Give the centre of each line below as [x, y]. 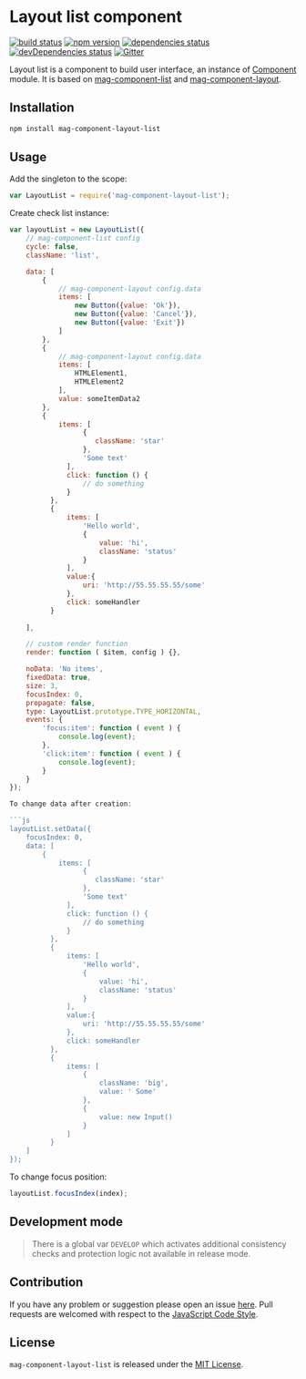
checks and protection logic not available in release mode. [141, 1253]
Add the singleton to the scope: [68, 179]
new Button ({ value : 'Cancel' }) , [136, 314]
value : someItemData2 [99, 398]
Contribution [46, 1282]
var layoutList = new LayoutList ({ [77, 230]
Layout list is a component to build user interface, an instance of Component [153, 69]
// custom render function [77, 644]
